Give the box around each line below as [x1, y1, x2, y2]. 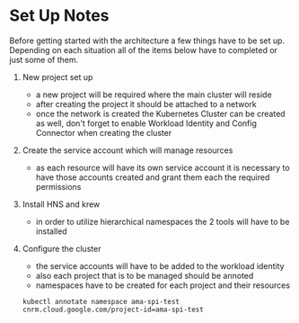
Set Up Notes [9, 5, 110, 26]
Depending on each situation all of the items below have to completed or [9, 44, 278, 55]
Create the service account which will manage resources [22, 145, 233, 156]
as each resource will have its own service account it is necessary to [35, 162, 290, 173]
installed [35, 226, 67, 237]
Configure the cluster [22, 243, 101, 254]
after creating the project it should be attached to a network [35, 98, 258, 109]
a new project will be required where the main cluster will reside [35, 89, 272, 100]
